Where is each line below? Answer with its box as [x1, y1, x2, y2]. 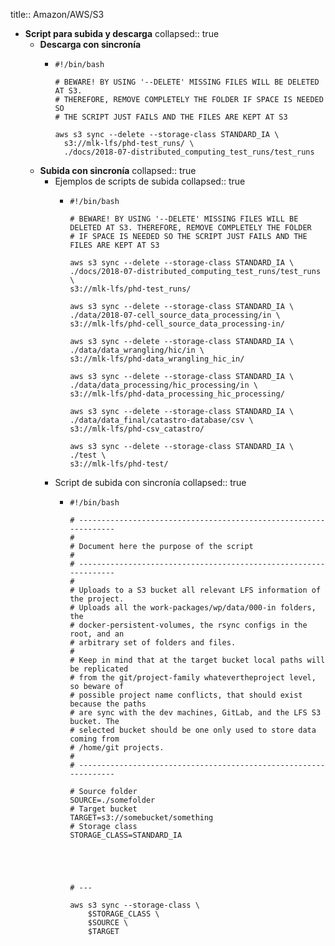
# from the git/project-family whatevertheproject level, [69, 673, 317, 683]
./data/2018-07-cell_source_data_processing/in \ [69, 310, 281, 320]
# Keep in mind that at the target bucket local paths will [69, 655, 326, 665]
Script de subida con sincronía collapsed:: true [54, 477, 247, 488]
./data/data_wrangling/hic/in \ [69, 345, 205, 355]
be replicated [69, 664, 129, 674]
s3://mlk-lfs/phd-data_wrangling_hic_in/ [69, 354, 245, 364]
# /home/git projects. [69, 743, 165, 753]
